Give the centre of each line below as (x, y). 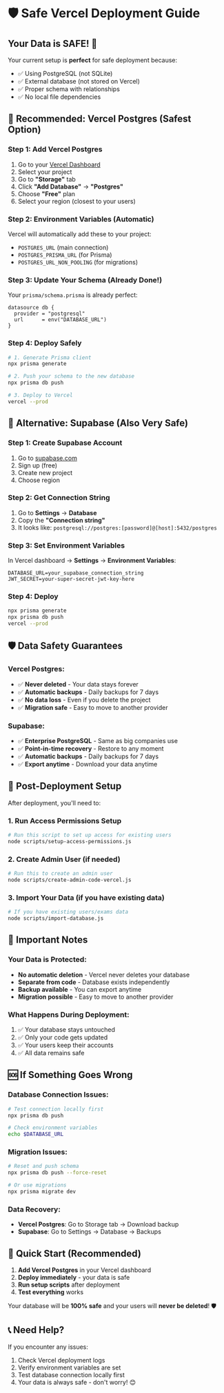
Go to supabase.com (48, 458)
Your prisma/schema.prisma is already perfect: (73, 295)
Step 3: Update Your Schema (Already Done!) (85, 280)
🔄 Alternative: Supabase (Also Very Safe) (98, 423)
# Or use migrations (38, 1185)
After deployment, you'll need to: (54, 803)
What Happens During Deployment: (69, 1015)
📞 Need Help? (36, 1330)
